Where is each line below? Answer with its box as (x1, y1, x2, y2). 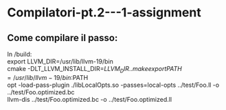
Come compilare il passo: (7, 32, 118, 44)
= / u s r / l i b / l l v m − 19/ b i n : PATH (7, 73, 89, 81)
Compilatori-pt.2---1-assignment (7, 5, 201, 20)
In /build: (7, 50, 32, 58)
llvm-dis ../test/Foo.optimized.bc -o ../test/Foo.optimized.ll (7, 95, 172, 103)
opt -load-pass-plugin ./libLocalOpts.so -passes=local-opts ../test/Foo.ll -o (7, 81, 220, 89)
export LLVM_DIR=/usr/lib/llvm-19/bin (7, 57, 113, 66)
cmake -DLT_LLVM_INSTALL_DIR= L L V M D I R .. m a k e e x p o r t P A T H (7, 65, 182, 74)
